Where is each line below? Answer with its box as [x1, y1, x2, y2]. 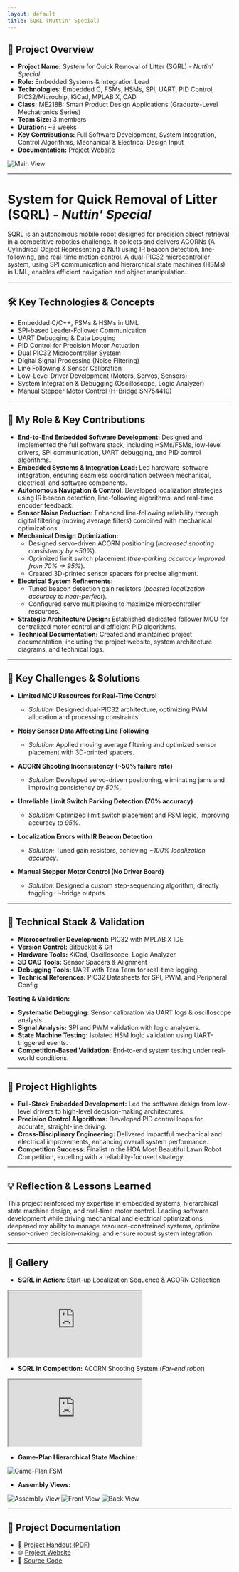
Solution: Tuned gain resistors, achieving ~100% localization [28, 846, 206, 854]
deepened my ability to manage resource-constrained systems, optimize [7, 1222, 221, 1231]
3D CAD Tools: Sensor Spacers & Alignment [17, 957, 148, 966]
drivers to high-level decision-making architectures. [33, 1107, 185, 1116]
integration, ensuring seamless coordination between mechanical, [17, 471, 211, 479]
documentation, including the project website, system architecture [17, 637, 212, 646]
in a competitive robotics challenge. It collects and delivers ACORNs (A [7, 237, 216, 246]
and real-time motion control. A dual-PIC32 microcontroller [37, 252, 211, 261]
